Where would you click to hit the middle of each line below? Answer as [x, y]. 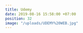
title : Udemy [19, 9]
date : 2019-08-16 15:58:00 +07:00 [41, 14]
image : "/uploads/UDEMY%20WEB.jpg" [42, 23]
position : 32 [19, 18]
